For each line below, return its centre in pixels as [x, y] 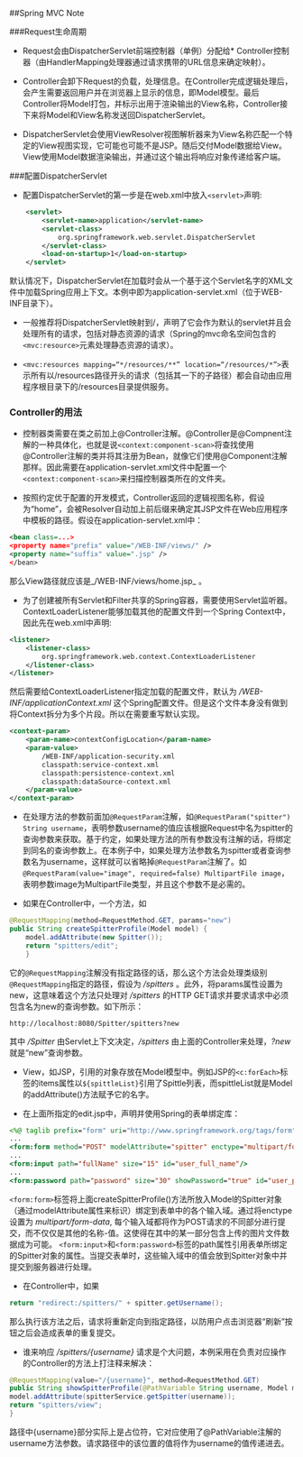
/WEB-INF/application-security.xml [109, 756]
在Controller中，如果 [60, 1286]
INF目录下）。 [34, 303]
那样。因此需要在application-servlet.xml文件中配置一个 [124, 467]
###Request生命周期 [48, 32]
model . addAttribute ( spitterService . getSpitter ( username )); [123, 1397]
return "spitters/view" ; [56, 1406]
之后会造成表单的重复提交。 [68, 1333]
